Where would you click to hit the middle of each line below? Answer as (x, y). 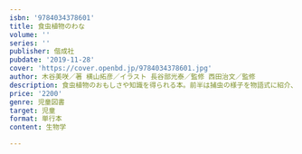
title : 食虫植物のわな (47, 26)
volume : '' (30, 34)
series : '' (30, 43)
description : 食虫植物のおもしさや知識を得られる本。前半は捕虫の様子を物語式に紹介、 (154, 85)
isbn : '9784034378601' (52, 18)
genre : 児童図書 (37, 102)
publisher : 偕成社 (42, 52)
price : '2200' (36, 93)
